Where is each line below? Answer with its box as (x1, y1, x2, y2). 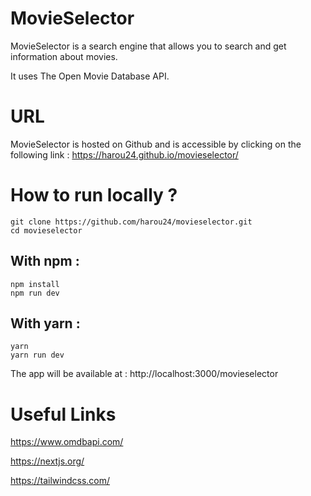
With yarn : (10, 315, 81, 332)
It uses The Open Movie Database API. (10, 70, 170, 82)
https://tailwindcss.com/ (10, 475, 111, 487)
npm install (10, 279, 60, 289)
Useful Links (10, 403, 117, 426)
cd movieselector (10, 225, 83, 236)
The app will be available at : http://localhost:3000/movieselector (10, 368, 279, 380)
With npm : (10, 253, 80, 270)
